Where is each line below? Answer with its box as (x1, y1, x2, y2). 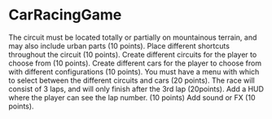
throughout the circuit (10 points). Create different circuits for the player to (8, 49, 257, 59)
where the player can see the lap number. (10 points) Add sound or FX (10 (8, 92, 256, 102)
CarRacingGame (8, 6, 122, 24)
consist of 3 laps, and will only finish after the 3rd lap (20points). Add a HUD (8, 83, 265, 94)
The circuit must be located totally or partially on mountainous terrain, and (8, 32, 257, 42)
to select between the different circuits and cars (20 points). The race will (8, 75, 255, 85)
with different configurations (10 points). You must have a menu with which (8, 66, 260, 76)
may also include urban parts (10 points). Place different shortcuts (8, 40, 230, 50)
